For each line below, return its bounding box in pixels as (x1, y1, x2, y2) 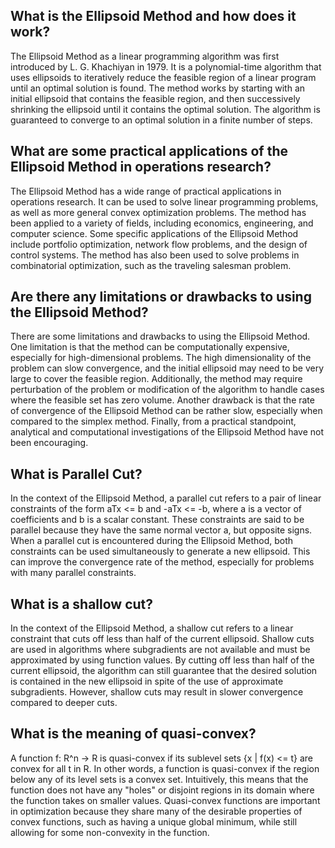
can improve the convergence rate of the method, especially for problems (10, 556, 315, 568)
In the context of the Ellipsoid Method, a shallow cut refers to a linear (10, 622, 294, 634)
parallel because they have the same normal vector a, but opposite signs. (10, 524, 313, 536)
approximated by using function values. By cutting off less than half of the (10, 654, 315, 666)
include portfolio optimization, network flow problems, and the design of (10, 238, 308, 250)
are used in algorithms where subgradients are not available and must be (10, 644, 311, 656)
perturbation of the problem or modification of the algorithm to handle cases (10, 384, 325, 396)
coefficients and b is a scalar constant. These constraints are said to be (10, 514, 305, 526)
